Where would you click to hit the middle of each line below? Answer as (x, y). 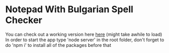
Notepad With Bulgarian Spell (69, 9)
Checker (24, 20)
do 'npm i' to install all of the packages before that (58, 45)
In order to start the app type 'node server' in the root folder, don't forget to (85, 40)
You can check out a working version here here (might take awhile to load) (84, 34)
